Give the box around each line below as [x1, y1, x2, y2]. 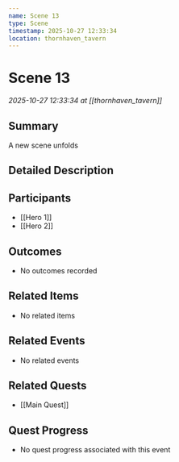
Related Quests [8, 379, 87, 393]
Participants [8, 191, 71, 205]
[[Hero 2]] [19, 221, 54, 231]
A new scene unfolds [8, 140, 79, 150]
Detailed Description [8, 164, 114, 177]
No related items [19, 310, 75, 320]
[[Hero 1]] [19, 213, 52, 223]
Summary [8, 119, 59, 133]
